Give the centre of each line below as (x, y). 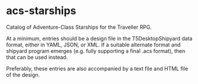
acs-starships (41, 11)
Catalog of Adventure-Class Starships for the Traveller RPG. (79, 27)
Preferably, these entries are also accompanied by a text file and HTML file (97, 68)
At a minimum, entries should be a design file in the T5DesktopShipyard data (99, 38)
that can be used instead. (37, 57)
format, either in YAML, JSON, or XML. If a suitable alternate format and (93, 45)
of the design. (23, 75)
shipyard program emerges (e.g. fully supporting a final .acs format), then (96, 51)
